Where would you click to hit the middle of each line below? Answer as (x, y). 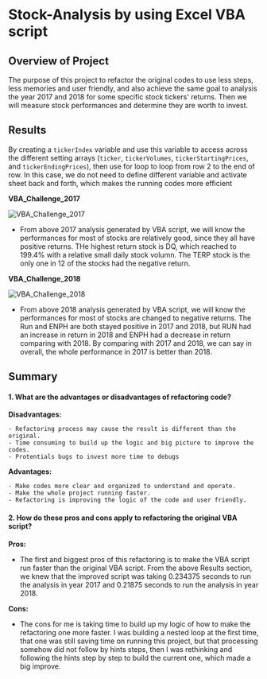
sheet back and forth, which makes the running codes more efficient (120, 183)
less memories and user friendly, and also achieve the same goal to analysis (133, 88)
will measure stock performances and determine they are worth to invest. (128, 105)
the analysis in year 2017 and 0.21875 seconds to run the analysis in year (139, 584)
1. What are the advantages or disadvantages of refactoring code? (120, 397)
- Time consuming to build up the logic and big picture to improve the (131, 443)
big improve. (40, 666)
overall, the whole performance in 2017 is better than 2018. (116, 351)
